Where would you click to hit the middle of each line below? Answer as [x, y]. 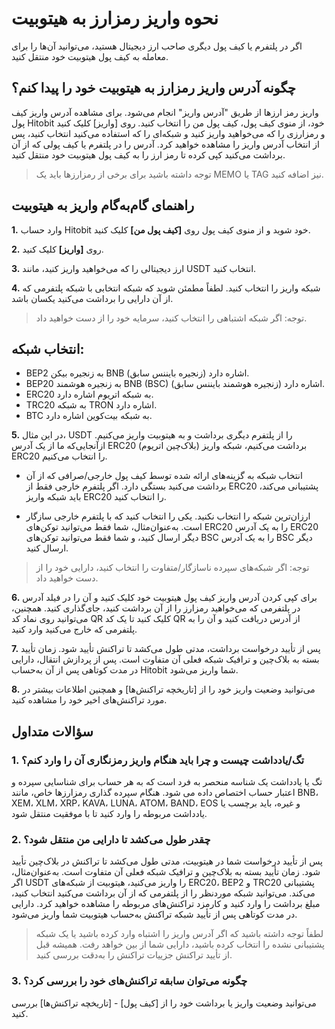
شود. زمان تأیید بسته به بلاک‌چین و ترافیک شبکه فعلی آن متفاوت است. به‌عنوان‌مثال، [166, 872]
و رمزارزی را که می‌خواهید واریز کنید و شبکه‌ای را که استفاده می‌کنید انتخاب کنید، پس [168, 133]
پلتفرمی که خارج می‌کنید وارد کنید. [74, 629]
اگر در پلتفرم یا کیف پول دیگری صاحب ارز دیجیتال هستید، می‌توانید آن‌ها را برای [157, 46]
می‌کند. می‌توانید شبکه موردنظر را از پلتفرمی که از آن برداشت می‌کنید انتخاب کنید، [163, 893]
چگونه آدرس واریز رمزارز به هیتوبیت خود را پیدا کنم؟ [154, 88]
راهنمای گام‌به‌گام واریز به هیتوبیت [103, 205]
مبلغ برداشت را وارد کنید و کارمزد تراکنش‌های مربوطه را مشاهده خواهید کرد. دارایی [166, 904]
